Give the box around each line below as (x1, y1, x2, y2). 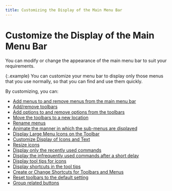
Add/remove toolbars (12, 103, 58, 110)
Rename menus (12, 120, 46, 126)
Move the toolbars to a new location (12, 114, 89, 120)
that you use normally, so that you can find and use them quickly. (5, 78, 143, 84)
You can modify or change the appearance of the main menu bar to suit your (5, 57, 167, 63)
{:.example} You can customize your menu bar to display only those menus (5, 73, 164, 79)
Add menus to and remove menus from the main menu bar (12, 98, 137, 104)
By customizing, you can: (5, 88, 59, 94)
